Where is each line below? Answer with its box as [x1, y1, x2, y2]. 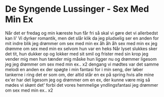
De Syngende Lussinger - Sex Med [5, 3, 149, 15]
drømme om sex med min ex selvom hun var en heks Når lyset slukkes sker [5, 46, 158, 51]
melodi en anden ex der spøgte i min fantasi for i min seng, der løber [5, 66, 143, 72]
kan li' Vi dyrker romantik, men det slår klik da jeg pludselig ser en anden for [5, 35, 159, 41]
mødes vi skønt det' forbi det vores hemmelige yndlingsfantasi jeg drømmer [5, 82, 159, 88]
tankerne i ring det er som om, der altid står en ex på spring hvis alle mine [5, 72, 154, 77]
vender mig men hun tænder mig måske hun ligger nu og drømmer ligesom [5, 56, 157, 62]
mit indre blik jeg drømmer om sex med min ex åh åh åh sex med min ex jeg [5, 40, 158, 46]
